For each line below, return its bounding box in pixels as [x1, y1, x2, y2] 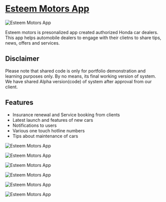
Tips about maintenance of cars [12, 133, 78, 139]
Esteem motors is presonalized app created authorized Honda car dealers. [5, 29, 158, 35]
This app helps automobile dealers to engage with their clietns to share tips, [5, 35, 161, 41]
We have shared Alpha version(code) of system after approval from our [5, 78, 152, 84]
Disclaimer [5, 55, 39, 63]
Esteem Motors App [5, 3, 89, 15]
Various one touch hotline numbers [12, 127, 85, 133]
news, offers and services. [5, 40, 60, 46]
